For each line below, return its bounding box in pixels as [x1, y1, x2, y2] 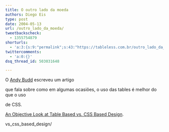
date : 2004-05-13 [5, 21, 42, 27]
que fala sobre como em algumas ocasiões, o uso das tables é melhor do [5, 86, 157, 93]
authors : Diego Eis [5, 12, 46, 17]
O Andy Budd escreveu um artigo [5, 77, 74, 83]
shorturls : [5, 40, 28, 45]
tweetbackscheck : [5, 31, 42, 36]
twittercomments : [5, 49, 42, 54]
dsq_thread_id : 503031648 [5, 59, 59, 64]
